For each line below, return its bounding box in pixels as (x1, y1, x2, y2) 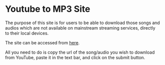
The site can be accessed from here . (5, 39, 80, 45)
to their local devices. (5, 30, 49, 36)
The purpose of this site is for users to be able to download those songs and (5, 20, 160, 26)
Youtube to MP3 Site (5, 3, 90, 15)
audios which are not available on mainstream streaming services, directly (5, 25, 156, 31)
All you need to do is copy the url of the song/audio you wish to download (5, 49, 155, 55)
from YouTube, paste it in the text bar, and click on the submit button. (5, 54, 145, 60)
